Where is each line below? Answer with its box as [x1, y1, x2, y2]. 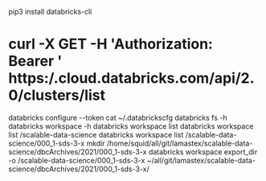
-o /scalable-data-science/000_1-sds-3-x [8, 155, 145, 165]
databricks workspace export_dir [148, 146, 258, 156]
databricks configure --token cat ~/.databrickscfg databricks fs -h [8, 113, 227, 122]
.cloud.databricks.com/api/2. [53, 69, 255, 88]
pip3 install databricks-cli [8, 7, 92, 16]
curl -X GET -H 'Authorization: [8, 35, 213, 53]
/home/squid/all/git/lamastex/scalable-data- [107, 138, 253, 148]
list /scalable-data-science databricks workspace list [8, 130, 184, 139]
